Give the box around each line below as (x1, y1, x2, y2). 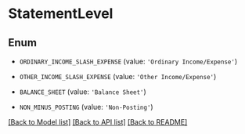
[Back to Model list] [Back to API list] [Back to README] (8, 118, 188, 126)
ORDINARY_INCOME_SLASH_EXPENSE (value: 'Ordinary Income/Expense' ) (19, 56, 238, 66)
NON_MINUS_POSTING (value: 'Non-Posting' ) (19, 103, 154, 111)
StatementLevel (8, 5, 113, 23)
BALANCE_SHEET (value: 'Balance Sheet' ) (19, 87, 146, 96)
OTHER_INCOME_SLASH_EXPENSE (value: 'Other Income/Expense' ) (19, 72, 217, 81)
